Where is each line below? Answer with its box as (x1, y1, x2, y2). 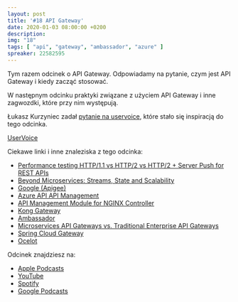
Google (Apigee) (17, 183, 66, 192)
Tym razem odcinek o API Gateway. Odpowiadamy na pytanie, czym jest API (7, 69, 231, 78)
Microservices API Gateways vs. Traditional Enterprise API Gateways (17, 221, 219, 230)
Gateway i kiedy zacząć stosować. (7, 77, 109, 85)
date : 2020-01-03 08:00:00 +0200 (7, 23, 107, 31)
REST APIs (17, 168, 49, 177)
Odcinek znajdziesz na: (7, 250, 76, 259)
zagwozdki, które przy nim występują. (7, 98, 119, 107)
